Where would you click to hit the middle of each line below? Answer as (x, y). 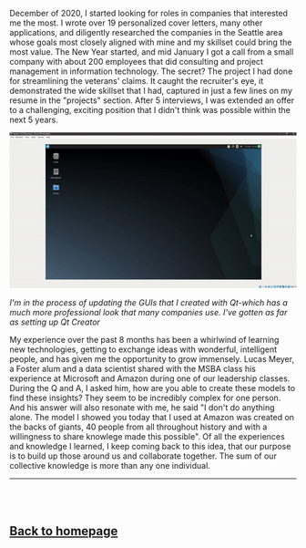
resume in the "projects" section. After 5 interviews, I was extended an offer (152, 100)
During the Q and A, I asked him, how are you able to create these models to (153, 388)
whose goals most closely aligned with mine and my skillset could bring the (151, 42)
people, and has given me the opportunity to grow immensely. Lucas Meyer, (152, 359)
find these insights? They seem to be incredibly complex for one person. (145, 398)
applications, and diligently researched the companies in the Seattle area (146, 32)
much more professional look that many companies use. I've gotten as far (148, 312)
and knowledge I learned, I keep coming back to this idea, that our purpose (150, 446)
